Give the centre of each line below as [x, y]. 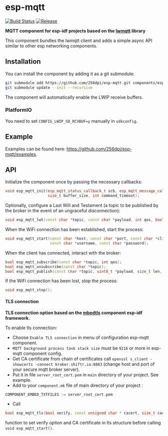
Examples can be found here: [35, 149]
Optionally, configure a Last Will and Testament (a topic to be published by [82, 205]
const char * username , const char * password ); [99, 243]
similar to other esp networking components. [51, 46]
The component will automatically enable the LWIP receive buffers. [74, 97]
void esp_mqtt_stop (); [29, 290]
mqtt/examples [21, 154]
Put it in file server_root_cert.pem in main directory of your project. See [85, 374]
